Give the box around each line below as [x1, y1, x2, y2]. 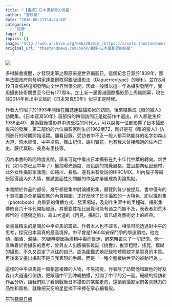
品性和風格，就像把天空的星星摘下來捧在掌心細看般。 [5, 285, 118, 291]
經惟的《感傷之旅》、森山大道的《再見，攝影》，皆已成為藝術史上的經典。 [5, 212, 158, 218]
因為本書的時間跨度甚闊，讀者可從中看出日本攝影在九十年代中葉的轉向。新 [5, 156, 162, 162]
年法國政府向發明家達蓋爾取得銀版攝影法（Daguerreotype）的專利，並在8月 [5, 76, 166, 83]
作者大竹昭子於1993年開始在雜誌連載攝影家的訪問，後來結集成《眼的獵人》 [5, 106, 164, 113]
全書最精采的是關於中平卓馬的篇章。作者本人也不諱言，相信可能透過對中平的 [5, 223, 167, 229]
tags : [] [5, 31, 24, 36]
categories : [5, 22, 31, 27]
